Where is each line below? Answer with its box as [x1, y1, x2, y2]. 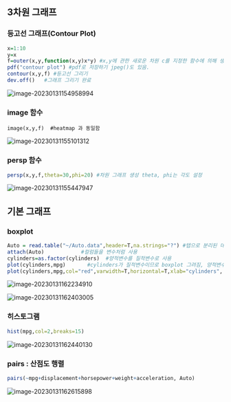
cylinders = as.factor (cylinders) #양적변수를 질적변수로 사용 [7, 255, 172, 262]
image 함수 [7, 107, 43, 117]
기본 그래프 [7, 205, 52, 217]
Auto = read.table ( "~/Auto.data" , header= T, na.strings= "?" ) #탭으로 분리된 [7, 243, 218, 249]
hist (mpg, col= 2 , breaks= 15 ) [7, 328, 85, 335]
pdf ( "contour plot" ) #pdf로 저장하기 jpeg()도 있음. [7, 64, 150, 71]
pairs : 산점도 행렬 [7, 359, 65, 368]
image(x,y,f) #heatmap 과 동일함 [7, 125, 100, 132]
